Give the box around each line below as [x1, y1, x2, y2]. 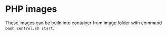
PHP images [5, 3, 57, 15]
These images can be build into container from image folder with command [5, 20, 162, 26]
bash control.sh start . [5, 25, 55, 31]
